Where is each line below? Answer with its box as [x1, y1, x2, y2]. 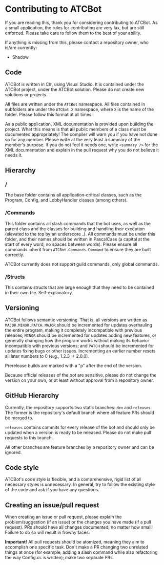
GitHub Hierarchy [5, 391, 60, 400]
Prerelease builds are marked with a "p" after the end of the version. [5, 363, 143, 369]
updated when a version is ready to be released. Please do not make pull [5, 429, 151, 435]
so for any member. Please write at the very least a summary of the [5, 136, 140, 142]
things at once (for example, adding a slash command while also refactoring [5, 549, 158, 555]
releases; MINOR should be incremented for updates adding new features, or [5, 332, 157, 338]
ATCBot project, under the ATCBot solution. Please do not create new [5, 87, 144, 92]
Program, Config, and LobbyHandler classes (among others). [5, 197, 128, 203]
